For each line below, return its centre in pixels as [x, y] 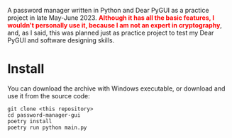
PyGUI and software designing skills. [61, 40]
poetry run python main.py [47, 127]
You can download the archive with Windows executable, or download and [116, 88]
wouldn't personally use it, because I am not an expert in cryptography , [115, 25]
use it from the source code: [49, 96]
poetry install [30, 121]
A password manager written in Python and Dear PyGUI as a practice [108, 10]
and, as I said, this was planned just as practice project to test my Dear [111, 33]
